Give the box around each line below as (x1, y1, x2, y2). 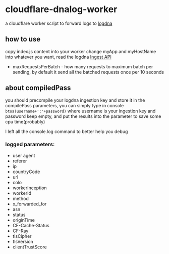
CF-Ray (12, 228, 29, 234)
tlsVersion (12, 238, 34, 244)
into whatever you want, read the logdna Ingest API (5, 54, 112, 60)
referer (12, 158, 27, 164)
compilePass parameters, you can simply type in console (5, 102, 124, 108)
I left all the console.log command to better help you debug (5, 128, 128, 135)
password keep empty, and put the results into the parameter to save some (5, 113, 161, 119)
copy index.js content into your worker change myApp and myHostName (5, 48, 156, 54)
